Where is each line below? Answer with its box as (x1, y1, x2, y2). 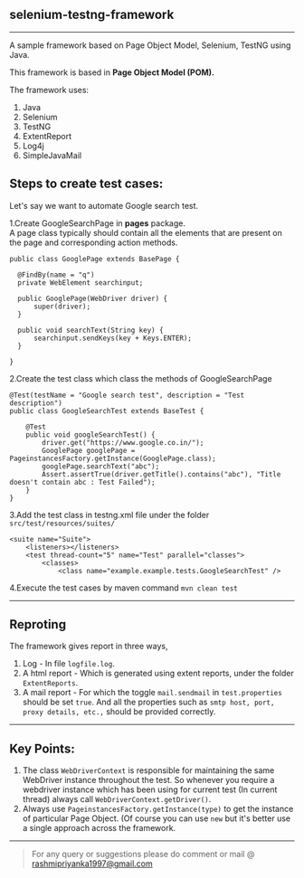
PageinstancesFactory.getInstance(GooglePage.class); (9, 454, 217, 463)
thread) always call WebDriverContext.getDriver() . (22, 794, 212, 805)
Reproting (9, 617, 66, 632)
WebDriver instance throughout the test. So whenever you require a (22, 775, 275, 786)
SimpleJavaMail (22, 149, 82, 161)
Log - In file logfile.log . (22, 658, 115, 669)
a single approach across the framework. (22, 823, 176, 834)
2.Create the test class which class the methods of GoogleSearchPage (9, 373, 273, 383)
